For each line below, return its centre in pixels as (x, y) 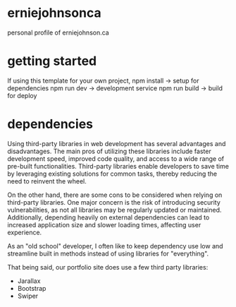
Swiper (28, 296)
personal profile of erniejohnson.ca (58, 32)
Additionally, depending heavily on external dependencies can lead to (108, 217)
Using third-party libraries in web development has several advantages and (117, 143)
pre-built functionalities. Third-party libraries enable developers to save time (118, 166)
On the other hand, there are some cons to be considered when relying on (115, 195)
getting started (52, 61)
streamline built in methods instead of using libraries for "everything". (108, 253)
